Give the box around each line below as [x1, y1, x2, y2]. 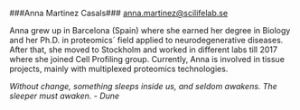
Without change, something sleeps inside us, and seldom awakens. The [9, 81, 277, 91]
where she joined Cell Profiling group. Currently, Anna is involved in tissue [9, 54, 285, 64]
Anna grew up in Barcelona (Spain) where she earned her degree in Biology [9, 25, 291, 35]
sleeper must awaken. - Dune [9, 90, 120, 101]
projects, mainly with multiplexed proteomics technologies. [9, 63, 229, 74]
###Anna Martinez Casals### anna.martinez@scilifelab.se [9, 8, 229, 18]
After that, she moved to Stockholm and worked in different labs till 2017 [9, 44, 278, 55]
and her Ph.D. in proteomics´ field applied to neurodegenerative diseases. [9, 35, 284, 45]
